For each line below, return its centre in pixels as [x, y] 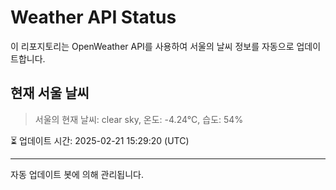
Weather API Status [93, 17]
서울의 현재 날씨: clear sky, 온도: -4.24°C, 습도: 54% [139, 119]
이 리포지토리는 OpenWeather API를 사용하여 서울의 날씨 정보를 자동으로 [152, 46]
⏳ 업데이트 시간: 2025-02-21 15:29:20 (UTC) [100, 140]
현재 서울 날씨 [50, 93]
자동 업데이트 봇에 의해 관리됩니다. [77, 174]
